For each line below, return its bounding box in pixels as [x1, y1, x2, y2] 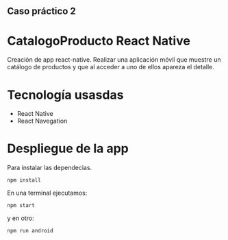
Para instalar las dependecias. [7, 164, 92, 172]
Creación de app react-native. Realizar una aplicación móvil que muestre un [7, 56, 221, 64]
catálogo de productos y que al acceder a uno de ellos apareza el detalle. [7, 63, 214, 71]
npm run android [7, 228, 53, 235]
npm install [7, 177, 41, 184]
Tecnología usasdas [7, 87, 124, 102]
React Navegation [16, 117, 68, 125]
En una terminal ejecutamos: [7, 189, 88, 197]
